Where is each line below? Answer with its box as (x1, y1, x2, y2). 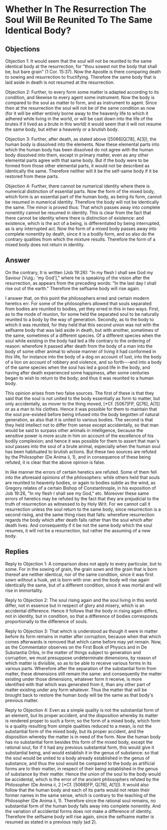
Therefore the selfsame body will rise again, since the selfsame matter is (5, 813, 155, 819)
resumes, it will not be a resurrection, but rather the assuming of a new (5, 527, 151, 533)
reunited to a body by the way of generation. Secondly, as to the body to (5, 316, 154, 322)
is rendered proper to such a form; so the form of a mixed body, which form (5, 718, 161, 724)
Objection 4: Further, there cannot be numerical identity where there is (5, 183, 150, 189)
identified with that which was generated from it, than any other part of (5, 681, 151, 687)
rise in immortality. (5, 587, 43, 593)
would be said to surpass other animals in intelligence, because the (5, 427, 144, 433)
